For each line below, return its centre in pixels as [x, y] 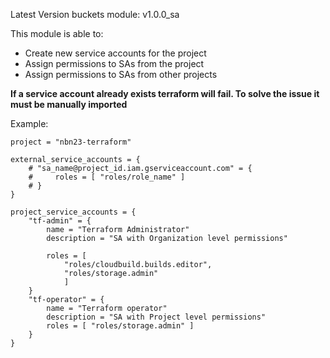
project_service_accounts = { [73, 212]
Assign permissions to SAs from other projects [121, 74]
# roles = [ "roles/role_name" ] [107, 177]
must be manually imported [69, 104]
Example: [29, 123]
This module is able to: [57, 33]
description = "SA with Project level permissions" [156, 317]
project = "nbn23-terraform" [71, 142]
